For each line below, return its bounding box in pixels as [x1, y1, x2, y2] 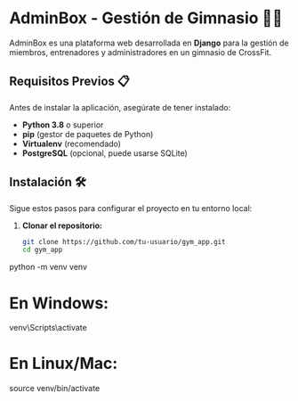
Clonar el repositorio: [21, 220, 102, 231]
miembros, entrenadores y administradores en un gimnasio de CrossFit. [9, 46, 272, 57]
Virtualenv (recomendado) [21, 138, 122, 149]
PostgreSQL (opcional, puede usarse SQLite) [21, 147, 189, 159]
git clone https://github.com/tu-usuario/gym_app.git [21, 237, 226, 246]
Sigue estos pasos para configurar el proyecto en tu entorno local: [9, 202, 253, 213]
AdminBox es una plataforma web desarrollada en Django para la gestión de [9, 37, 289, 48]
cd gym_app [21, 245, 63, 255]
